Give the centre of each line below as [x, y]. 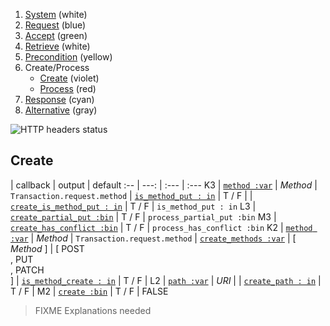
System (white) [56, 14]
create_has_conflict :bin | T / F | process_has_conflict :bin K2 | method [161, 227]
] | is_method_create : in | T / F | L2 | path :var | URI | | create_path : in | [166, 280]
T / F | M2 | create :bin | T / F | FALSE [89, 291]
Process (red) [68, 88]
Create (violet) [69, 78]
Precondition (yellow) [68, 57]
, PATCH [27, 270]
